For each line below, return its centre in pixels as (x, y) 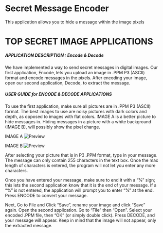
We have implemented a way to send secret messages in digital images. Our (81, 67)
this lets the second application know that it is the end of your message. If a (81, 185)
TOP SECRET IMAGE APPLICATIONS (79, 42)
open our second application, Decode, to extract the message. (68, 83)
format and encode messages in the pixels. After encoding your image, (76, 78)
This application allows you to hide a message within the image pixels (75, 22)
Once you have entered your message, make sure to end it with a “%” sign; (80, 180)
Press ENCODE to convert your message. (46, 196)
